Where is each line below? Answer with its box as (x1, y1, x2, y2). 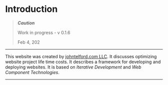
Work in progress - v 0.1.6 (17, 29, 71, 35)
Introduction (5, 3, 58, 15)
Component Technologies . (5, 69, 60, 75)
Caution (17, 20, 35, 26)
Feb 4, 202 (17, 39, 40, 45)
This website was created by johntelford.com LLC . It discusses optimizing (5, 53, 157, 59)
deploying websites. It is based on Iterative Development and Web (5, 64, 141, 70)
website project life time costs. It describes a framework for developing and (5, 59, 161, 65)
